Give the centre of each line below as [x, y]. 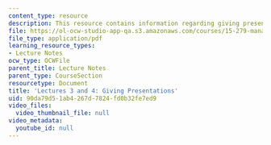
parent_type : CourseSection [56, 76]
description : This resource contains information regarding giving [124, 23]
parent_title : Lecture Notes [57, 68]
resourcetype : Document [48, 83]
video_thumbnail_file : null [63, 114]
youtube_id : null [45, 128]
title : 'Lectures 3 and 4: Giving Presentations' [94, 91]
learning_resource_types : [52, 46]
